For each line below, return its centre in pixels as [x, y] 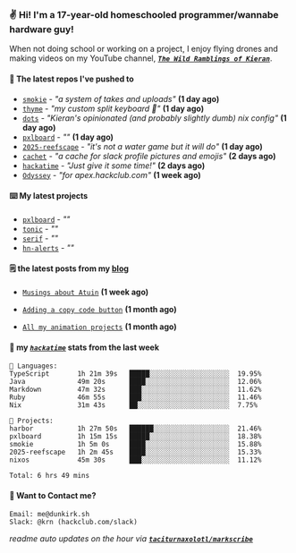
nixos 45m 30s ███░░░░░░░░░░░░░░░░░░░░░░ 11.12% [135, 460]
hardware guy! [42, 29]
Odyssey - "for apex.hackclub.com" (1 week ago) [111, 174]
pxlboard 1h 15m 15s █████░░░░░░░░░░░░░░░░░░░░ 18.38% [135, 437]
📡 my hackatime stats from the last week [84, 347]
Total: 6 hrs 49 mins [50, 476]
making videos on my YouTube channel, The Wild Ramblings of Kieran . [141, 58]
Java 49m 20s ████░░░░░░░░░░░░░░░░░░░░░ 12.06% [135, 382]
